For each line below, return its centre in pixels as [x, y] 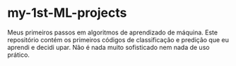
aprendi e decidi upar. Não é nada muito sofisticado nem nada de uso [108, 47]
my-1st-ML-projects [67, 13]
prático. [19, 55]
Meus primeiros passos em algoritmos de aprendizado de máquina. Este [112, 32]
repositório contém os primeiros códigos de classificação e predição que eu [118, 39]
